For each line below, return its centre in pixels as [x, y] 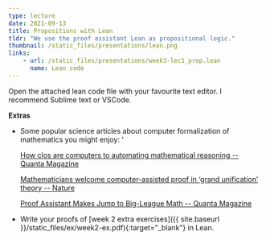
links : [19, 53]
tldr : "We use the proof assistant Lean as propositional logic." [122, 38]
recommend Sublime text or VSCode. [70, 99]
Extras [19, 115]
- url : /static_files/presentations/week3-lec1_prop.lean [122, 61]
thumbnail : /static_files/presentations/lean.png [93, 46]
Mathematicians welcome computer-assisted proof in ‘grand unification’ [139, 179]
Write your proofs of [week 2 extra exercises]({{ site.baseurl [119, 219]
